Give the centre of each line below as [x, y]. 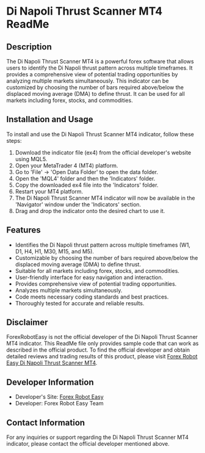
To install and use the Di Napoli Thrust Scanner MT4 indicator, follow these [100, 134]
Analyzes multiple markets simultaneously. [69, 290]
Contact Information [46, 422]
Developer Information [50, 382]
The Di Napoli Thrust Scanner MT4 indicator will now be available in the [105, 198]
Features [23, 230]
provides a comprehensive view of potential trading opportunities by [92, 74]
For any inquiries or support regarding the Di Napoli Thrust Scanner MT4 [98, 437]
